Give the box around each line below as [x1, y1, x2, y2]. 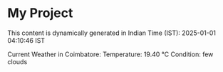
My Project [7, 5, 73, 21]
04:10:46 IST [7, 36, 45, 44]
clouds [7, 57, 28, 66]
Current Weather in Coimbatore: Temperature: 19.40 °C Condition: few [7, 50, 214, 58]
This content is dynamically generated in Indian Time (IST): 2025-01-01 [7, 29, 216, 37]
